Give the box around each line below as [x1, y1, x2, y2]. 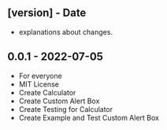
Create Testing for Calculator [18, 104, 113, 113]
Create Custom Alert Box [18, 96, 100, 106]
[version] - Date [7, 6, 87, 20]
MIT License [18, 79, 60, 89]
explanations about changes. [18, 27, 113, 36]
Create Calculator [18, 87, 76, 97]
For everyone [18, 71, 62, 80]
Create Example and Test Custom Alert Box [18, 113, 159, 122]
